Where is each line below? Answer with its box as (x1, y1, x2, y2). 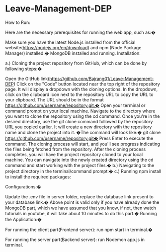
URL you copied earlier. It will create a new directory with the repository (5, 124, 152, 130)
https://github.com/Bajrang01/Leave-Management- (49, 76, 154, 82)
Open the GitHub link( (5, 76, 50, 82)
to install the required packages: (5, 173, 71, 179)
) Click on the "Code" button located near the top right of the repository (13, 81, 160, 87)
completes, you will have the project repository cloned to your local (5, 151, 143, 157)
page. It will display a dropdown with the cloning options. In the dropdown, (5, 86, 158, 92)
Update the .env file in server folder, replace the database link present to (5, 193, 154, 199)
